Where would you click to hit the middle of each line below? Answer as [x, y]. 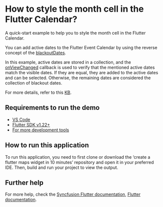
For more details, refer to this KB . [38, 92]
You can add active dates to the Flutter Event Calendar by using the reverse [81, 47]
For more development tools [41, 130]
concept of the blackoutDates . [35, 53]
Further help [24, 182]
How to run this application [47, 145]
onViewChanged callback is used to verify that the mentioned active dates [80, 67]
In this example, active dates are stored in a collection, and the [68, 62]
